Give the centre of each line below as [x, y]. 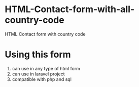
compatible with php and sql [42, 79]
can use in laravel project [38, 74]
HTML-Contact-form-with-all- [70, 9]
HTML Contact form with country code [45, 34]
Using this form [38, 55]
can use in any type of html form [46, 68]
